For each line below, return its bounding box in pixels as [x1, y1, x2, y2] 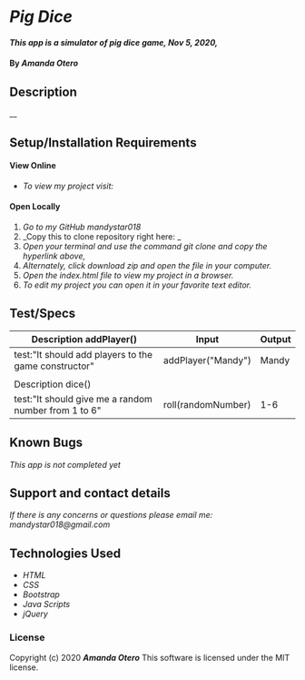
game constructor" [14, 360, 95, 372]
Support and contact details [9, 485, 171, 501]
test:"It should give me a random [14, 392, 152, 405]
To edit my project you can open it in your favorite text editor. [22, 279, 252, 290]
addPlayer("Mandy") [162, 353, 251, 366]
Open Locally [9, 201, 61, 212]
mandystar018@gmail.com [9, 519, 111, 530]
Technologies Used [9, 545, 121, 561]
